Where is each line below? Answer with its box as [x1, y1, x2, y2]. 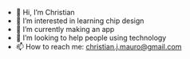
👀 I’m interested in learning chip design [15, 16, 144, 26]
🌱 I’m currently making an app [15, 25, 115, 33]
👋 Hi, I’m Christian [15, 8, 75, 17]
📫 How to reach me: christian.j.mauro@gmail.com [15, 42, 182, 51]
